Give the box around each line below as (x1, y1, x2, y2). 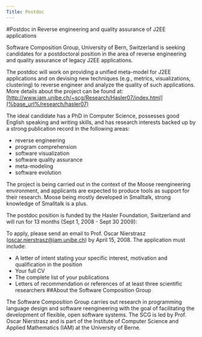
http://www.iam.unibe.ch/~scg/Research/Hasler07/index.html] (8, 94, 163, 101)
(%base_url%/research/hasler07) (6, 100, 89, 108)
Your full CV (14, 267, 45, 274)
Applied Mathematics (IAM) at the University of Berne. (6, 324, 141, 331)
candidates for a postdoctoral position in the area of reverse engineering (6, 50, 187, 57)
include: (6, 243, 27, 250)
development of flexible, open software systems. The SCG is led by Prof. (6, 311, 187, 318)
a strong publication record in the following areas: (6, 125, 130, 132)
